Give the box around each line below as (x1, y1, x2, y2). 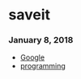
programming (19, 61, 66, 71)
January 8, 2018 (8, 35, 74, 46)
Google (19, 52, 45, 62)
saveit (8, 6, 51, 24)
